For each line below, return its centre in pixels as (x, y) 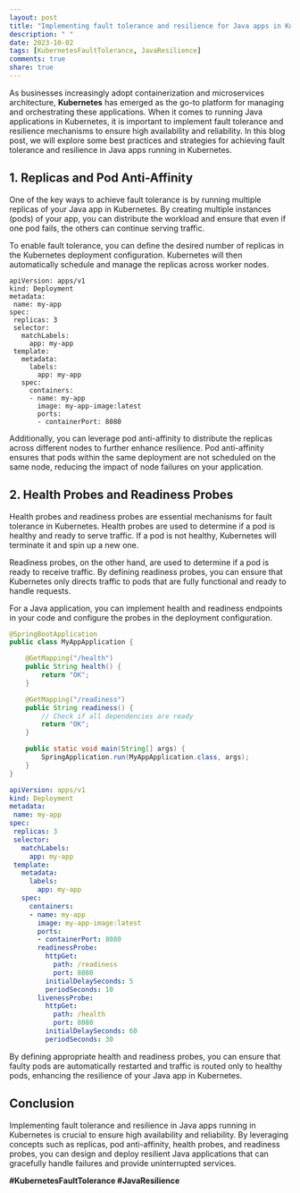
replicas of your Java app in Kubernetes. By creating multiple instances (140, 209)
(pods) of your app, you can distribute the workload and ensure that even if (148, 218)
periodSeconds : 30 (79, 1039)
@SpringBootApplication (54, 634)
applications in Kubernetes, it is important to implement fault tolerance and (146, 121)
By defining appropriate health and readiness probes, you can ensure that (145, 1056)
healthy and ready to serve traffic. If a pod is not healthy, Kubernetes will (143, 535)
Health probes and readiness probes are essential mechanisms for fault (141, 516)
